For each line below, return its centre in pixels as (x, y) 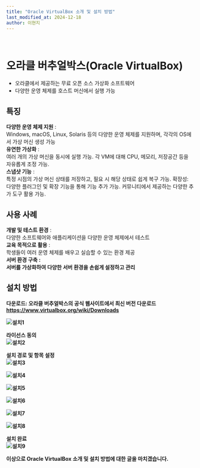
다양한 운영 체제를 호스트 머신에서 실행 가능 (65, 91)
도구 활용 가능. (29, 194)
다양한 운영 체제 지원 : (31, 127)
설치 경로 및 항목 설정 (30, 355)
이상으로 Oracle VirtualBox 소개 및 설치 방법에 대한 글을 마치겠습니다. (87, 458)
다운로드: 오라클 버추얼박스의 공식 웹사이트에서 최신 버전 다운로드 (81, 303)
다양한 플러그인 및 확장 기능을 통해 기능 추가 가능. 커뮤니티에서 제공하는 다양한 (97, 187)
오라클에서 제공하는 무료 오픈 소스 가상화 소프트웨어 (75, 83)
